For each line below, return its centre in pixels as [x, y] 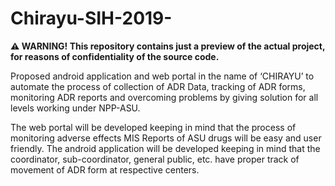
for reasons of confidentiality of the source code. [115, 56]
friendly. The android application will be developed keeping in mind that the [165, 148]
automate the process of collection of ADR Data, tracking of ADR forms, [158, 86]
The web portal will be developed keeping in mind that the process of [153, 127]
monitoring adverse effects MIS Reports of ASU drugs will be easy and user [166, 138]
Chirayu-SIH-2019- [91, 18]
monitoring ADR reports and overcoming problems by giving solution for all [164, 97]
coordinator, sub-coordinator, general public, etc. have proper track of [155, 159]
